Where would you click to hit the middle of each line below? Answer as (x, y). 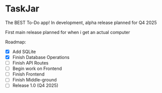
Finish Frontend (28, 74)
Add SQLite (24, 51)
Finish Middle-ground (35, 80)
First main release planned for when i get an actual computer (68, 32)
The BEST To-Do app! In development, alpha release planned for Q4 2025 (81, 22)
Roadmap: (16, 42)
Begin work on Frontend (37, 68)
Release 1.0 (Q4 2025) (35, 85)
